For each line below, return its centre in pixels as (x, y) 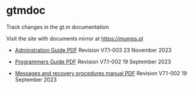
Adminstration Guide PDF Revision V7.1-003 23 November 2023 (93, 50)
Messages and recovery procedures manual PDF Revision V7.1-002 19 (101, 73)
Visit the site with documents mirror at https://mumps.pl (75, 38)
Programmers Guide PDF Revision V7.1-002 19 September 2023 (93, 62)
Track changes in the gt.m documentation (58, 27)
